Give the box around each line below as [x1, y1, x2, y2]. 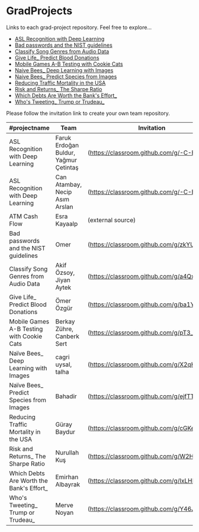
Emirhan [55, 473, 79, 481]
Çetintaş [55, 163, 79, 171]
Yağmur [55, 156, 77, 164]
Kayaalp [55, 219, 78, 227]
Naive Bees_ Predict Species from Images [14, 73, 117, 80]
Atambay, [55, 180, 82, 188]
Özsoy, [55, 268, 75, 277]
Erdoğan [55, 141, 79, 149]
